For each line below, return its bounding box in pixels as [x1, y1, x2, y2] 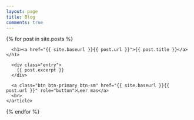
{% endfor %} [6, 108, 40, 115]
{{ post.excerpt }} [16, 67, 65, 73]
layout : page [6, 8, 38, 15]
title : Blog [6, 14, 35, 20]
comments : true [6, 19, 44, 25]
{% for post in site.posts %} [6, 36, 73, 43]
